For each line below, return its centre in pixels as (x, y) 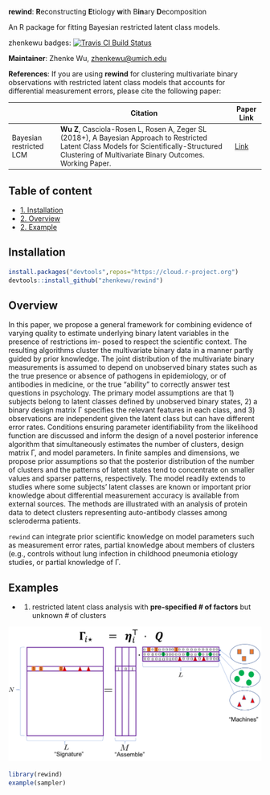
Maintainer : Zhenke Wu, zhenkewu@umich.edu (88, 58)
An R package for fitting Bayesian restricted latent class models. (115, 27)
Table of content (50, 191)
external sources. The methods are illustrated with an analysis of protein (128, 504)
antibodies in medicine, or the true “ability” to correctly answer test (119, 384)
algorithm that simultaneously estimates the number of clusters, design (126, 445)
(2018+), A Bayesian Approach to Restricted (133, 137)
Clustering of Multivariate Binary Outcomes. (132, 154)
